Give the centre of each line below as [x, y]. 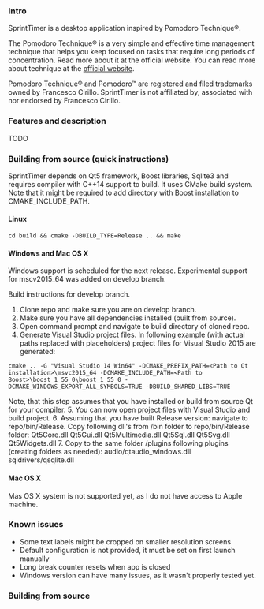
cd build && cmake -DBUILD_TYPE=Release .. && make [95, 236]
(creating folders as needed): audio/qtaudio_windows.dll [100, 452]
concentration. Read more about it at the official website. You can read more [132, 60]
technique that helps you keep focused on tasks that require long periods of [131, 52]
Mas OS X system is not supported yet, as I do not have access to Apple [125, 495]
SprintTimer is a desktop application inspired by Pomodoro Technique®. [125, 28]
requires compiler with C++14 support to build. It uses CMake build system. [131, 184]
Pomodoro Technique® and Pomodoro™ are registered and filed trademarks [130, 84]
